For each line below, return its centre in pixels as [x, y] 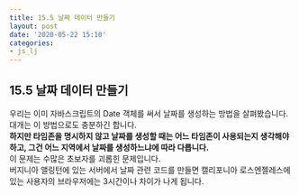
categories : [32, 43]
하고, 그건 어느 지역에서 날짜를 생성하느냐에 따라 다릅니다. [109, 147]
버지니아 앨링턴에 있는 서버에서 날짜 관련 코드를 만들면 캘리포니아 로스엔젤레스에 [150, 170]
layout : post [34, 26]
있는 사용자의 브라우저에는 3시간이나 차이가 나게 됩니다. [107, 181]
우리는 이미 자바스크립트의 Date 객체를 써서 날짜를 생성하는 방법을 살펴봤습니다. [149, 113]
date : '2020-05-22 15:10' [58, 34]
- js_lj [24, 51]
